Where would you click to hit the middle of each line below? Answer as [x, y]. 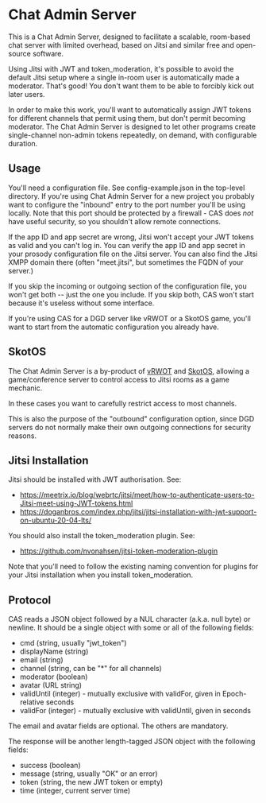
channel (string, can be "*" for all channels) [91, 669]
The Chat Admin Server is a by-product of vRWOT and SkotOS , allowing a [129, 370]
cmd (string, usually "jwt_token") [73, 643]
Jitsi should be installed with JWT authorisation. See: [95, 479]
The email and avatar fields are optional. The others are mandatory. [118, 726]
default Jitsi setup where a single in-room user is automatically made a [124, 77]
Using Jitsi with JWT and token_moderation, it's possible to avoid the [121, 68]
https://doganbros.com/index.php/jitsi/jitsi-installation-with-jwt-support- [138, 512]
